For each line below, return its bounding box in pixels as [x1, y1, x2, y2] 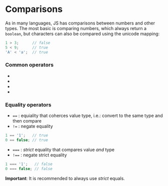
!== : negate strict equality [12, 151, 67, 158]
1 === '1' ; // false [5, 161, 53, 166]
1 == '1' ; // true [5, 133, 49, 138]
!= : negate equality [12, 123, 53, 129]
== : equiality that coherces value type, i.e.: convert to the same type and [12, 112, 163, 118]
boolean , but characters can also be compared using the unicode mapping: [5, 30, 160, 36]
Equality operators [5, 101, 52, 108]
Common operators [5, 61, 54, 68]
